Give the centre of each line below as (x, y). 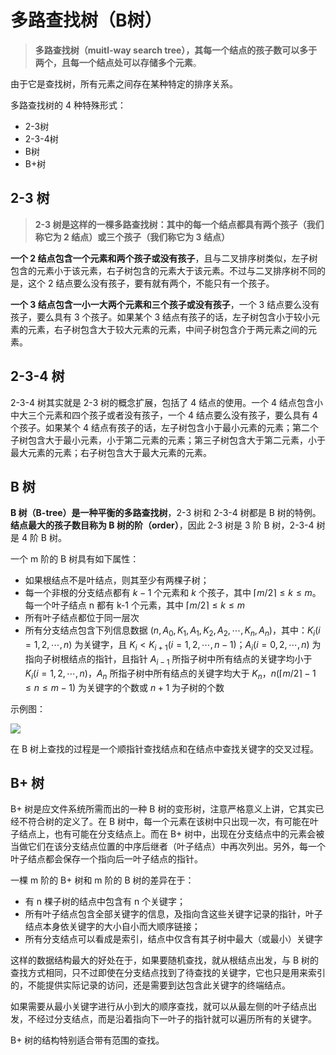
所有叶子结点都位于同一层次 (82, 618)
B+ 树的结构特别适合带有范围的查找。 (87, 1040)
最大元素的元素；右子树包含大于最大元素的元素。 (111, 452)
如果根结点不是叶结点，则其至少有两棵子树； (117, 580)
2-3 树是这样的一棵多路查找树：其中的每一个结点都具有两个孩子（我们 (179, 224)
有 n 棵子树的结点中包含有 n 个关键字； (105, 902)
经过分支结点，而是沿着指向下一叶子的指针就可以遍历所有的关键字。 (176, 1019)
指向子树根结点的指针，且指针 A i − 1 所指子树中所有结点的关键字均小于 (168, 659)
